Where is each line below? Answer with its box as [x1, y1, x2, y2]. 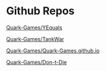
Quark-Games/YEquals [6, 24, 63, 31]
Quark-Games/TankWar [6, 35, 64, 42]
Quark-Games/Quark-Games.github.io [6, 47, 100, 54]
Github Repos [6, 4, 75, 18]
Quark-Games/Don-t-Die [6, 58, 67, 66]
